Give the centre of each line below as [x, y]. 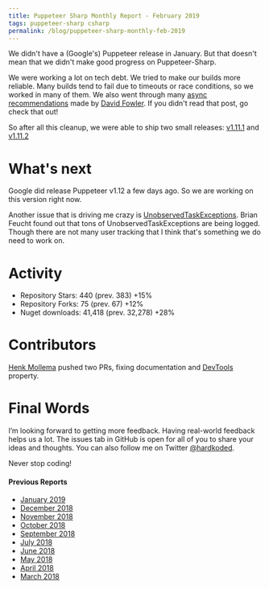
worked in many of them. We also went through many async [108, 95]
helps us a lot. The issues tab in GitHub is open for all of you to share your [131, 439]
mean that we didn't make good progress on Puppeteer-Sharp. [112, 62]
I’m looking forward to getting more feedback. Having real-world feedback [132, 430]
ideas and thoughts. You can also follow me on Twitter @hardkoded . [122, 448]
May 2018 [36, 559]
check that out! [33, 112]
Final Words [49, 408]
